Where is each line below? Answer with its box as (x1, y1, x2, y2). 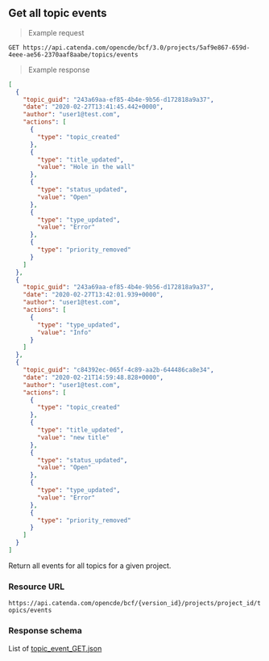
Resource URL (8, 581, 65, 592)
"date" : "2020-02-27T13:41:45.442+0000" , (23, 103, 163, 112)
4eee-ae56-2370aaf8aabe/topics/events (8, 50, 139, 59)
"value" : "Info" (37, 328, 92, 336)
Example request (27, 27, 85, 37)
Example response (27, 65, 90, 74)
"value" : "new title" (37, 433, 110, 441)
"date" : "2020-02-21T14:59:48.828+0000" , (23, 373, 163, 381)
